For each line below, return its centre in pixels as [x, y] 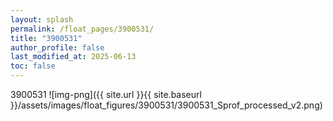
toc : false [33, 66]
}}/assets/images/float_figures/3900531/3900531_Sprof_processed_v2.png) [166, 105]
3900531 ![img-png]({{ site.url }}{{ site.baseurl [106, 94]
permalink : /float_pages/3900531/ [82, 29]
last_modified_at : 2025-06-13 [73, 57]
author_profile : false [57, 47]
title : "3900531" [46, 38]
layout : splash [42, 19]
